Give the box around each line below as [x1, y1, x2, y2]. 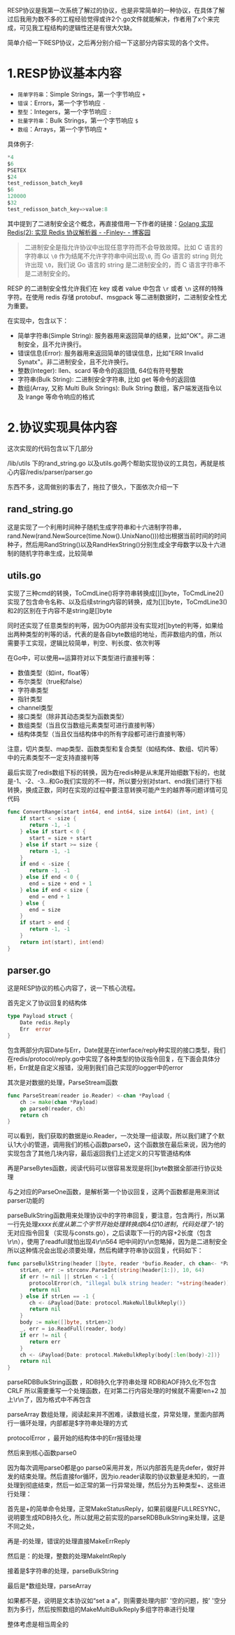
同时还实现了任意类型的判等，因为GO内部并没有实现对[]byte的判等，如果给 [7, 621, 224, 630]
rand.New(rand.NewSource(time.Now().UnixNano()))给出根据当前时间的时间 [7, 531, 227, 540]
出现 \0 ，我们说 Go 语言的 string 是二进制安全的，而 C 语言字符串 [30, 260, 220, 269]
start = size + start [29, 835, 92, 842]
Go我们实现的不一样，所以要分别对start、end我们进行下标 [55, 777, 222, 786]
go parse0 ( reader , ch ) [20, 1105, 86, 1112]
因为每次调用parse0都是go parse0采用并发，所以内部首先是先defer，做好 [7, 1464, 220, 1472]
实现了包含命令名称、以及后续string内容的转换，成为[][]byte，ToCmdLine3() [7, 597, 228, 607]
